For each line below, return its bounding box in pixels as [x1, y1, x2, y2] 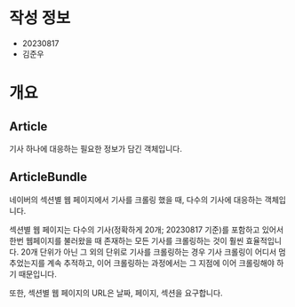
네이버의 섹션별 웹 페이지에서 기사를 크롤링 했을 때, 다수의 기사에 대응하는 [9, 194, 263, 205]
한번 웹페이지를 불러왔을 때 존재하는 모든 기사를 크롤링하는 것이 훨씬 [9, 235, 244, 246]
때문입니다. [18, 268, 58, 279]
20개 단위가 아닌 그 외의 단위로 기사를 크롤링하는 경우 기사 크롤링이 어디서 [20, 246, 277, 257]
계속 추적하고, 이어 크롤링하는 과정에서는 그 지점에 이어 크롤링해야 [47, 257, 275, 268]
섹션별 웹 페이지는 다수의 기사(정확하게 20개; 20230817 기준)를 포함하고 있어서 [9, 224, 284, 235]
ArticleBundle [9, 169, 88, 185]
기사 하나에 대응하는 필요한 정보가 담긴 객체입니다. [9, 143, 183, 153]
